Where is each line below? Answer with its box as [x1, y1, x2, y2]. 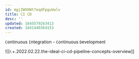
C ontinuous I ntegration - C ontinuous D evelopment [5, 39, 106, 45]
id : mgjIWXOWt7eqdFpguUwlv [5, 7, 61, 12]
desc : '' [5, 16, 23, 21]
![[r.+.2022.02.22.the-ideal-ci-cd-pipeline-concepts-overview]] [5, 49, 135, 55]
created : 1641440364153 [5, 26, 54, 30]
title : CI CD [5, 12, 32, 17]
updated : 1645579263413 [5, 21, 54, 26]
